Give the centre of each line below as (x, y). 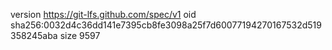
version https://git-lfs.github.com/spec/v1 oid (103, 14)
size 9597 (80, 35)
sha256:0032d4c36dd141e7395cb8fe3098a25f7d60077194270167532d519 (166, 25)
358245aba (34, 35)
